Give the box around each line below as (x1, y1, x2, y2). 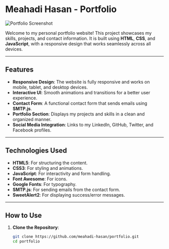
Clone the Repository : (12, 224, 59, 230)
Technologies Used (5, 146, 67, 155)
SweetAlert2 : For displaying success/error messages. (12, 192, 125, 198)
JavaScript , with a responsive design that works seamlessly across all (5, 40, 151, 46)
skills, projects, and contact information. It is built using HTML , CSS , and (5, 35, 155, 41)
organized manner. (12, 116, 52, 122)
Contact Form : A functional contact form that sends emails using (12, 100, 147, 106)
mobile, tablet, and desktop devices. (12, 84, 88, 90)
